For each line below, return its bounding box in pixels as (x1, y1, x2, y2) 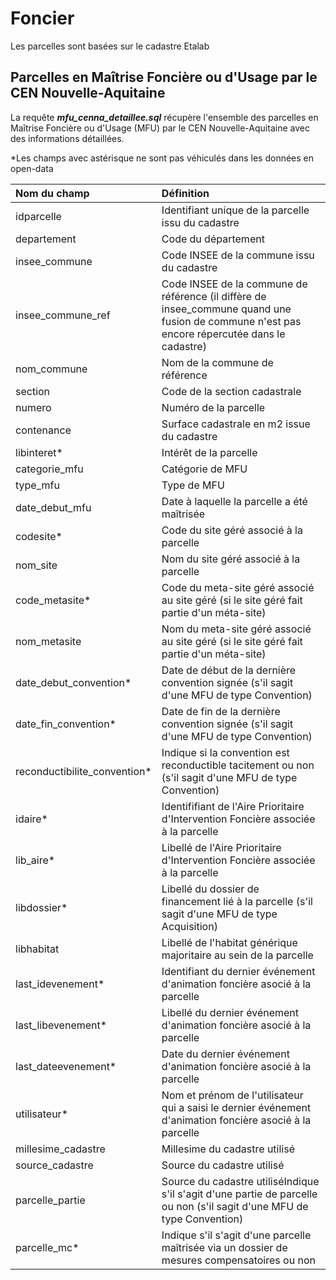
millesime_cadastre (15, 1142, 106, 1156)
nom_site (15, 558, 58, 572)
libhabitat (15, 942, 60, 956)
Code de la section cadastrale (161, 384, 302, 398)
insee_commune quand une (161, 302, 292, 316)
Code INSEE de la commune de (161, 277, 308, 291)
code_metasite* (15, 593, 92, 607)
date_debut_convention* (15, 675, 132, 689)
